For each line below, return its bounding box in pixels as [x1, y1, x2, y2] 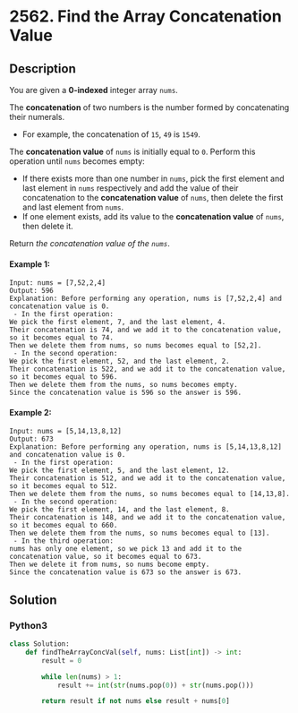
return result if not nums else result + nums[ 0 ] [41, 697, 230, 706]
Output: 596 [9, 287, 54, 296]
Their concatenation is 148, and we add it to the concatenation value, [9, 513, 286, 522]
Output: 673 [9, 434, 54, 444]
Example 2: [9, 407, 52, 417]
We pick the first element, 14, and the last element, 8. [9, 505, 230, 514]
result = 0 [41, 656, 82, 665]
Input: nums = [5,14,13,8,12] [9, 427, 123, 436]
